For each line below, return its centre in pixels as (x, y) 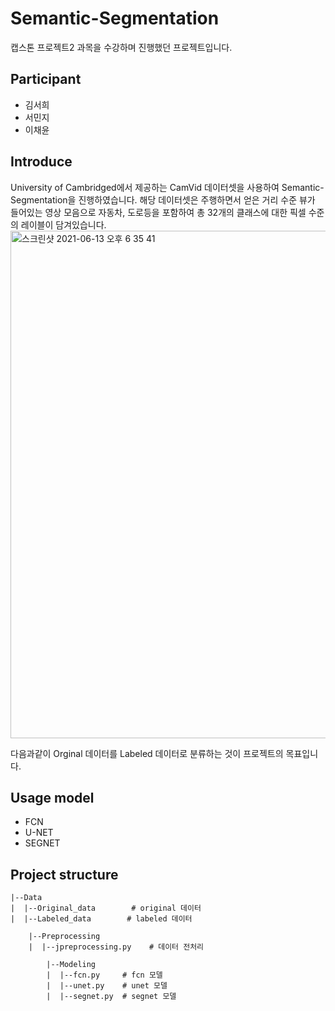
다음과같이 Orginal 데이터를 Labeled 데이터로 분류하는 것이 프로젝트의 (147, 753)
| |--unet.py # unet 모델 (107, 986)
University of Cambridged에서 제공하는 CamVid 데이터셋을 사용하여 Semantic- (167, 187)
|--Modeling (71, 965)
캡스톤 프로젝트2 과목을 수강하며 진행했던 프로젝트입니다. (121, 47)
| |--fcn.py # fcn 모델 (104, 975)
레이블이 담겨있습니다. (63, 224)
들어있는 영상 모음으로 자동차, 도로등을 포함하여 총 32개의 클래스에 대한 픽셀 (158, 212)
